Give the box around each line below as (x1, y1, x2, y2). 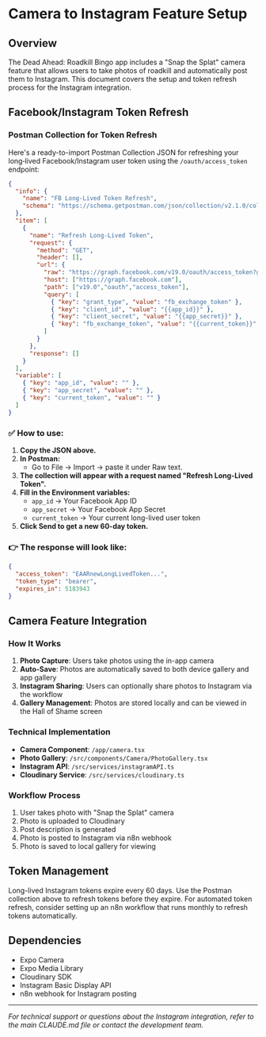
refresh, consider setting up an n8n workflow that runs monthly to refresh (8, 902, 248, 912)
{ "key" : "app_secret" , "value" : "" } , (22, 387, 154, 395)
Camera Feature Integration (8, 615, 147, 628)
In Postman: (19, 453, 61, 463)
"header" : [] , (36, 253, 83, 262)
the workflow (19, 690, 63, 700)
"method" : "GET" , (36, 246, 93, 254)
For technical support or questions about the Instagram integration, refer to (8, 1012, 255, 1021)
